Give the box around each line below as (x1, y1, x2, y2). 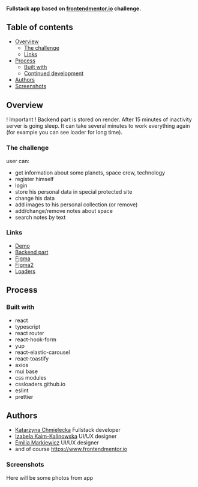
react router (14, 329, 45, 336)
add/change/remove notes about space (14, 207, 113, 214)
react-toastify (14, 354, 49, 362)
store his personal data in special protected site (14, 188, 133, 195)
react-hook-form (14, 336, 57, 343)
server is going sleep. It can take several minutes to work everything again (6, 122, 190, 130)
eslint (14, 387, 29, 394)
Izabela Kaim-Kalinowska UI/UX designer (14, 432, 117, 440)
